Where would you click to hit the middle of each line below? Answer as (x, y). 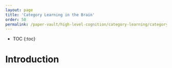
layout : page (19, 10)
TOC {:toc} (24, 39)
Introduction (32, 60)
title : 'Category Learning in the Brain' (50, 15)
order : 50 (16, 19)
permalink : (17, 24)
